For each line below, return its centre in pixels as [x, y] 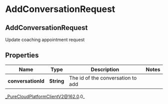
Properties [22, 55]
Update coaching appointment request [45, 39]
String [57, 81]
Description [105, 69]
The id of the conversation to [103, 77]
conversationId [26, 81]
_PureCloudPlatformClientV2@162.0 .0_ [45, 96]
